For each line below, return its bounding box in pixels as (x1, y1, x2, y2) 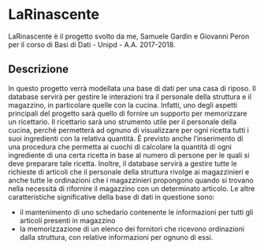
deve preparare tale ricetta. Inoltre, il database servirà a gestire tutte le (8, 159, 238, 168)
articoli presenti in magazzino (19, 215, 116, 225)
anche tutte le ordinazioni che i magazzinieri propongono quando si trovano (8, 175, 254, 185)
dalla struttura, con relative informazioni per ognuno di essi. (19, 232, 214, 241)
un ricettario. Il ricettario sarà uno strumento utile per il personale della (8, 116, 237, 127)
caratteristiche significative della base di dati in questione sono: (8, 192, 215, 201)
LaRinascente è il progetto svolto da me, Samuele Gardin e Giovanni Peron (8, 31, 250, 41)
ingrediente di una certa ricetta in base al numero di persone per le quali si (8, 150, 250, 160)
